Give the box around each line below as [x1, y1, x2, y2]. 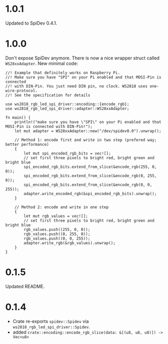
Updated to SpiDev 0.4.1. [5, 20, 57, 26]
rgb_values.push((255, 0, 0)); [24, 227, 91, 232]
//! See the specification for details [5, 93, 91, 98]
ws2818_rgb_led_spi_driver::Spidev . [12, 324, 91, 330]
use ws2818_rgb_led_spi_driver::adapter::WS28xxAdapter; [5, 106, 130, 111]
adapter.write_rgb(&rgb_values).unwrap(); [24, 240, 116, 246]
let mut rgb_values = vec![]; [24, 213, 88, 219]
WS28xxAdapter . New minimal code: [5, 60, 78, 67]
